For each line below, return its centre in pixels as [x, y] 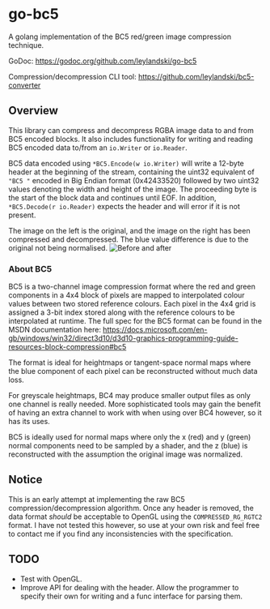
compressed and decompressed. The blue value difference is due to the [129, 239]
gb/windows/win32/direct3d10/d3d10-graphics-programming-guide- [123, 338]
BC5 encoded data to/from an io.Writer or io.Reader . [98, 148]
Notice [25, 480]
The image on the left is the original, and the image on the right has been [129, 230]
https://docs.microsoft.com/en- [155, 330]
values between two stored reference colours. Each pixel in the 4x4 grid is [132, 304]
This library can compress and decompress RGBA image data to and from [131, 130]
